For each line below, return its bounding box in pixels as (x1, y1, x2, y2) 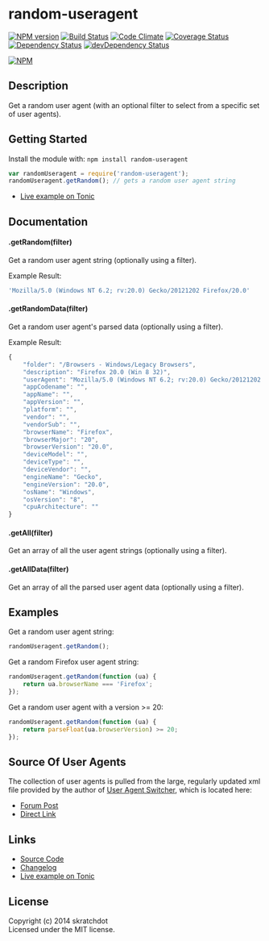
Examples (8, 606, 59, 619)
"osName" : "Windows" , (23, 488, 95, 496)
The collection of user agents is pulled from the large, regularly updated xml (8, 777, 261, 786)
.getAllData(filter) (8, 564, 69, 574)
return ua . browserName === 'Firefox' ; (23, 681, 153, 689)
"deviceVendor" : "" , (23, 465, 92, 474)
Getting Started (8, 132, 88, 146)
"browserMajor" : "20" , (23, 435, 99, 443)
